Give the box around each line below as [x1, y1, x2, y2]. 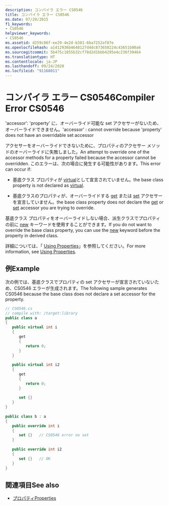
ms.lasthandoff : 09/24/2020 [5, 64, 65, 69]
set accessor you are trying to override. [12, 205, 95, 211]
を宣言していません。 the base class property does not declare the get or [12, 199, 164, 205]
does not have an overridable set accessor [5, 132, 94, 138]
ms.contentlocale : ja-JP [5, 59, 58, 64]
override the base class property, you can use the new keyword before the [5, 227, 160, 233]
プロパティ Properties [12, 495, 57, 501]
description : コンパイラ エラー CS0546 [5, 7, 83, 13]
